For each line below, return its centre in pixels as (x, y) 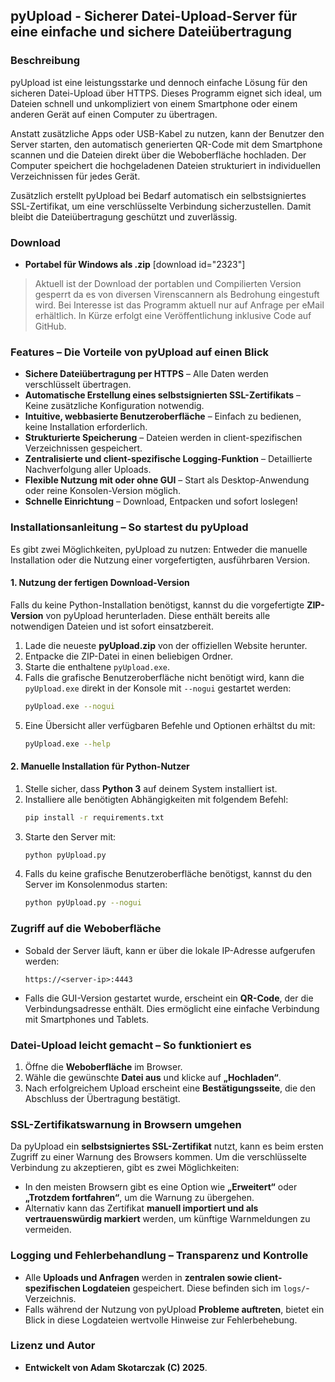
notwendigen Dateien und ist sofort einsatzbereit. (112, 626)
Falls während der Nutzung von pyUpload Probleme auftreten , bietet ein (174, 1309)
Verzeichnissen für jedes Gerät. (75, 176)
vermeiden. (48, 1230)
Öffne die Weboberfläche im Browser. (103, 1066)
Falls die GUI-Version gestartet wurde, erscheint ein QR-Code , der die (169, 998)
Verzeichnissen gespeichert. (83, 448)
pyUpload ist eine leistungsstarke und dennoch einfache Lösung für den (159, 82)
